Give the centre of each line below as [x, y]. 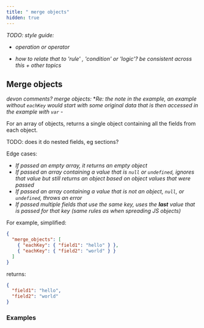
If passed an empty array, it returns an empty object [81, 166]
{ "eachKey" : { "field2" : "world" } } [67, 251]
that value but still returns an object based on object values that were [103, 179]
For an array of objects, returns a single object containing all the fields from [101, 124]
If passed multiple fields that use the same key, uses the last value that [105, 204]
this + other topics [38, 65]
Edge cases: [22, 154]
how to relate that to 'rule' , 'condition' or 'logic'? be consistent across [104, 59]
